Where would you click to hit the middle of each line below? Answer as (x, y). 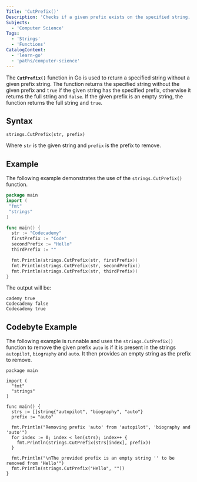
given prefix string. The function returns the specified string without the (93, 84)
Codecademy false (27, 304)
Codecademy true (26, 309)
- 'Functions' (29, 45)
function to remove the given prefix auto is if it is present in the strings (91, 347)
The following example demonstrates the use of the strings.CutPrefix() (94, 178)
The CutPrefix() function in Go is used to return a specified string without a (98, 78)
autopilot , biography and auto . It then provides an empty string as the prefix (98, 354)
